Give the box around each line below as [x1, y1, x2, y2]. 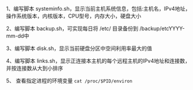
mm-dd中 [6, 32, 30, 39]
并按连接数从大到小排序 [6, 65, 63, 72]
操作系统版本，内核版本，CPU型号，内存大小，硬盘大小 [6, 12, 142, 19]
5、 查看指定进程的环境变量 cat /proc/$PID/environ [6, 77, 133, 84]
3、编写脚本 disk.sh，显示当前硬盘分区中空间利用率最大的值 [6, 45, 152, 52]
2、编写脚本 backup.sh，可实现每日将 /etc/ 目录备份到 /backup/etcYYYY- [6, 25, 185, 32]
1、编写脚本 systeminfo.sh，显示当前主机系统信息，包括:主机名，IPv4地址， [6, 5, 191, 12]
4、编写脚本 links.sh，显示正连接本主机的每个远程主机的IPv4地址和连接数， [6, 58, 191, 64]
